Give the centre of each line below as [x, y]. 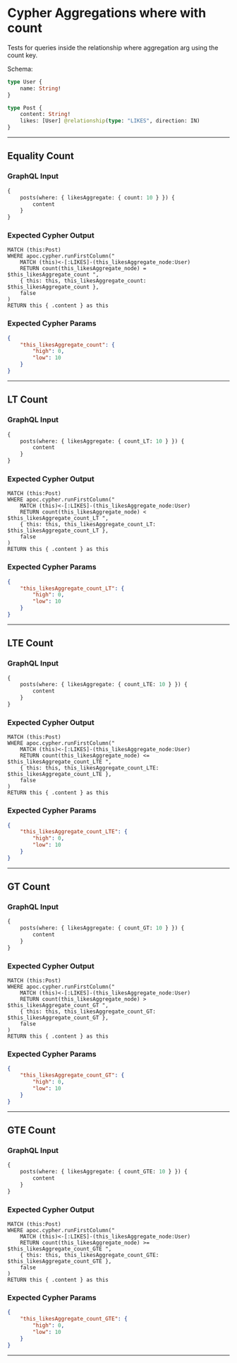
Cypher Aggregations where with [107, 13]
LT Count [28, 400]
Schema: [20, 69]
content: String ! [45, 115]
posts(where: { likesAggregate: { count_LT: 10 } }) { [102, 441]
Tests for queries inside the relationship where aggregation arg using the [113, 47]
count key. [23, 55]
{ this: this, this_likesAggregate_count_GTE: [90, 1255]
